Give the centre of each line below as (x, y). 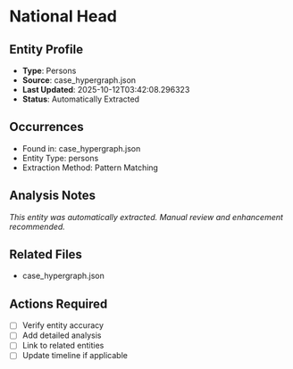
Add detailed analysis (62, 335)
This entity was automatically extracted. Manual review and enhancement (146, 217)
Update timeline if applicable (75, 356)
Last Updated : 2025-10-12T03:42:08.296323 (106, 90)
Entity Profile (46, 49)
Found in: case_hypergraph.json (81, 148)
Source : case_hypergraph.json (79, 80)
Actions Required (59, 303)
